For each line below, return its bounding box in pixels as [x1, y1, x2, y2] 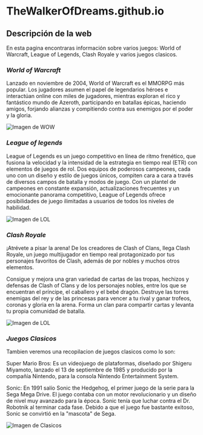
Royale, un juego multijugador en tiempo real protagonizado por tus [6, 250, 175, 258]
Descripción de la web [6, 28, 92, 39]
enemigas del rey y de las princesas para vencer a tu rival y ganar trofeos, [6, 295, 192, 302]
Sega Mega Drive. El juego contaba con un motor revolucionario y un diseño [6, 391, 197, 398]
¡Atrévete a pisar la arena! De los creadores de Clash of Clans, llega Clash [6, 244, 190, 252]
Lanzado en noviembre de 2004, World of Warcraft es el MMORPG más [6, 80, 185, 87]
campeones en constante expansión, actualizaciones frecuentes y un [6, 185, 180, 192]
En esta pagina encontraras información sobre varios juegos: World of [6, 44, 182, 51]
